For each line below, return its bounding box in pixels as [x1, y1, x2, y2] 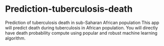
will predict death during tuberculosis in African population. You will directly [5, 24, 158, 30]
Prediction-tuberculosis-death [5, 3, 133, 15]
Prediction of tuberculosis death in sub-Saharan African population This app [5, 20, 160, 25]
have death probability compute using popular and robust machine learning [5, 30, 158, 36]
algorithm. [5, 35, 26, 41]
